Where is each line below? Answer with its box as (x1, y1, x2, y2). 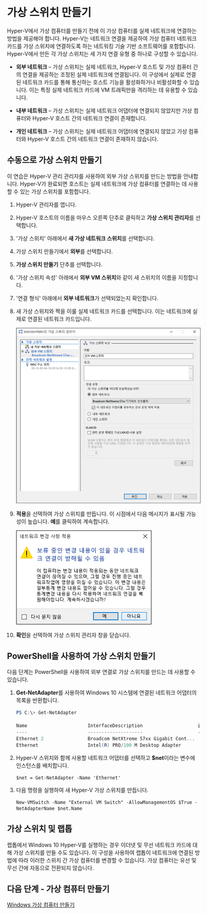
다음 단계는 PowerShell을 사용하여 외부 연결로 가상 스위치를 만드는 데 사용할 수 (7, 668, 196, 676)
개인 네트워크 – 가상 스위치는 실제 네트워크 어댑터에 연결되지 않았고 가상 (15, 127, 187, 135)
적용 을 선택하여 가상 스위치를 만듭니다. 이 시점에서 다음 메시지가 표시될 (15, 510, 185, 517)
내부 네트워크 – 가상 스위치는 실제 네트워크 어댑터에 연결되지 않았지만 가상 (15, 107, 192, 114)
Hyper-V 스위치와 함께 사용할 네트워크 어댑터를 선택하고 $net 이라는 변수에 (15, 754, 195, 761)
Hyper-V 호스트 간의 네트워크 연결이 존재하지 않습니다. (27, 135, 158, 142)
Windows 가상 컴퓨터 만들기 (7, 901, 75, 908)
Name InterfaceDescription (15, 722, 143, 729)
